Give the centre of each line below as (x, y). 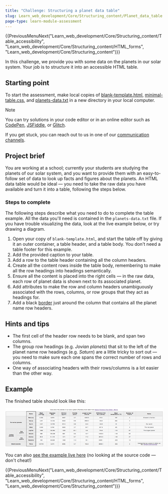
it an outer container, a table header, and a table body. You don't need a (87, 244)
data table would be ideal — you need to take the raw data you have (75, 184)
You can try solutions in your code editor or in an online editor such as (78, 120)
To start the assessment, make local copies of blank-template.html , (74, 95)
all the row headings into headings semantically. (62, 271)
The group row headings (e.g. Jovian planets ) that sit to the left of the (85, 347)
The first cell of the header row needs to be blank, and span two (79, 336)
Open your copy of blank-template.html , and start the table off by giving (88, 239)
